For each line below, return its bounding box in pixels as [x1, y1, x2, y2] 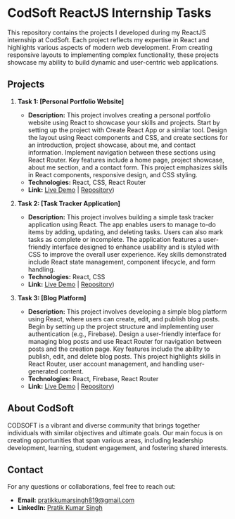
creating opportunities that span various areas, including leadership [7, 436, 203, 444]
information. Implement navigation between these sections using [27, 148, 216, 156]
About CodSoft [7, 402, 75, 414]
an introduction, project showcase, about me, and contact [27, 141, 196, 149]
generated [27, 367, 58, 376]
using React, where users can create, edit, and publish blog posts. [27, 314, 220, 323]
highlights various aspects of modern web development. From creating [7, 43, 212, 51]
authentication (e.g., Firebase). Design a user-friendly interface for [27, 329, 222, 338]
